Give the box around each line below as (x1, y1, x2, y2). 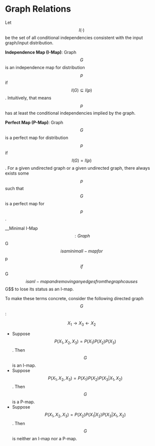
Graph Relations (5, 3, 71, 15)
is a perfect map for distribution (5, 135, 69, 141)
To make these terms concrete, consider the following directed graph (5, 295, 144, 301)
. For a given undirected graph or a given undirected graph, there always (5, 165, 150, 171)
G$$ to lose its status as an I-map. (5, 286, 74, 292)
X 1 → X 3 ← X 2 (67, 320, 96, 327)
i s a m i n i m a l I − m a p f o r (60, 248, 103, 254)
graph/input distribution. (5, 40, 53, 46)
